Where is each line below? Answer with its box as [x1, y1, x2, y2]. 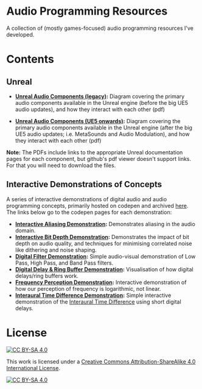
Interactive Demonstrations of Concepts [6, 179, 162, 190]
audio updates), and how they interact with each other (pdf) [15, 105, 165, 113]
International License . [6, 364, 61, 371]
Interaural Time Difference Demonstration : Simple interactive [15, 291, 172, 299]
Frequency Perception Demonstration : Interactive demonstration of [15, 279, 187, 286]
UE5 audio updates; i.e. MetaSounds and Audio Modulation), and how [15, 130, 190, 138]
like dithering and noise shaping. [15, 246, 97, 254]
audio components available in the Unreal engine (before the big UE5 [15, 99, 189, 106]
